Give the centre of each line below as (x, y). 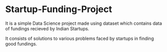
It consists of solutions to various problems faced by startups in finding (79, 38)
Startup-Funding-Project (59, 9)
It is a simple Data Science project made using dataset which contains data (84, 23)
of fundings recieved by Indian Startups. (47, 28)
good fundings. (21, 43)
